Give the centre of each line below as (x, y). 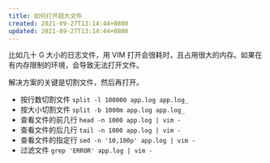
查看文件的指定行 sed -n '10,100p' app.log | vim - (108, 140)
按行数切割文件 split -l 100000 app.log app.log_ (104, 100)
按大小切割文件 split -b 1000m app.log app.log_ (102, 109)
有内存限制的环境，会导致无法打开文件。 (76, 65)
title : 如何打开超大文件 (45, 16)
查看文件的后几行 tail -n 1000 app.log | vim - (101, 130)
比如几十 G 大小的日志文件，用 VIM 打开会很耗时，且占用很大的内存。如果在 (135, 55)
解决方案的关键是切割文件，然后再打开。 (76, 83)
